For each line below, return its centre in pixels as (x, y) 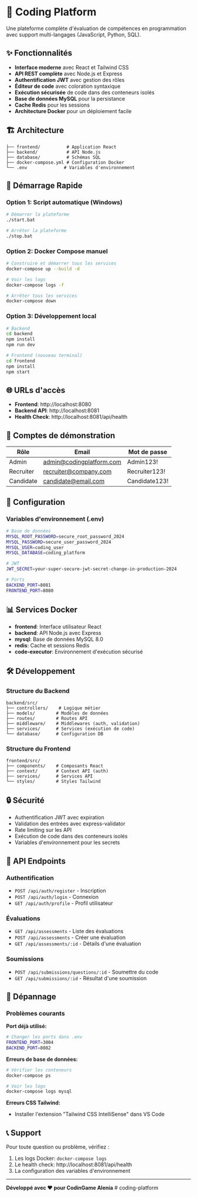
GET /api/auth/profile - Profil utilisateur (64, 903)
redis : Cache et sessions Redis (52, 646)
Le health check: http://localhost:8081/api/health (73, 1165)
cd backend (19, 334)
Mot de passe (148, 452)
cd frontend (21, 361)
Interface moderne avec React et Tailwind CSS (72, 67)
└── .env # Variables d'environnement (70, 167)
